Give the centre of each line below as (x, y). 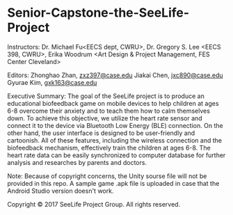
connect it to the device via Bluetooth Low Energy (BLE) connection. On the (115, 125)
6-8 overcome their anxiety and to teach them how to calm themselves (109, 111)
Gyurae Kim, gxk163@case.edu (52, 82)
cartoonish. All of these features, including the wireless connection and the (115, 140)
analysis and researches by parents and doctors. (77, 162)
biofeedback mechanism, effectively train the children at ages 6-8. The (109, 148)
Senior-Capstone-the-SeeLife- (98, 13)
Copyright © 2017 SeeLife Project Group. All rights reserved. (94, 204)
